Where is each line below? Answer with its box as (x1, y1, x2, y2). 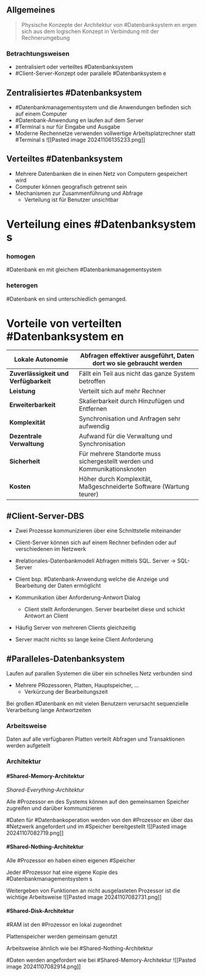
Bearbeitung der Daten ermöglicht (15, 582, 101, 589)
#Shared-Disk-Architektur (6, 907, 74, 915)
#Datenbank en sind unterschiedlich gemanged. (6, 295, 127, 302)
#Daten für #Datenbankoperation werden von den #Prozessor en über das (6, 816, 193, 823)
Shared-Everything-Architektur (6, 786, 84, 793)
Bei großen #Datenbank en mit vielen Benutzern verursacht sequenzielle (6, 700, 189, 707)
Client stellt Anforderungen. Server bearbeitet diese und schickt (24, 606, 185, 613)
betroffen (79, 377, 106, 385)
